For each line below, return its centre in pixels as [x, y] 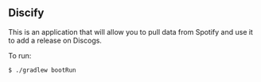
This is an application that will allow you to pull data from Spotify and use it [130, 32]
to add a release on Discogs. [55, 40]
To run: [20, 55]
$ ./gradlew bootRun [43, 70]
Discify [26, 13]
